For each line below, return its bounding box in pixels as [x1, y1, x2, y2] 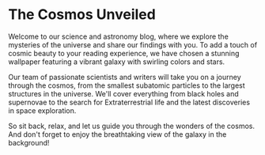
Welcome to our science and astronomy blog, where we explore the [8, 32, 229, 41]
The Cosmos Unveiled [8, 6, 156, 24]
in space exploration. [8, 105, 77, 115]
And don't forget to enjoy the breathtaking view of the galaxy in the [8, 129, 227, 139]
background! [8, 138, 50, 147]
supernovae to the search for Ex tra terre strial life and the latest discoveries [8, 97, 251, 107]
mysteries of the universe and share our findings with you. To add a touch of [8, 40, 258, 49]
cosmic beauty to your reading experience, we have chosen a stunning [8, 48, 240, 58]
